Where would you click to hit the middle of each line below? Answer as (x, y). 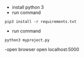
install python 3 (28, 7)
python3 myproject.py (27, 40)
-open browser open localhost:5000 (42, 49)
